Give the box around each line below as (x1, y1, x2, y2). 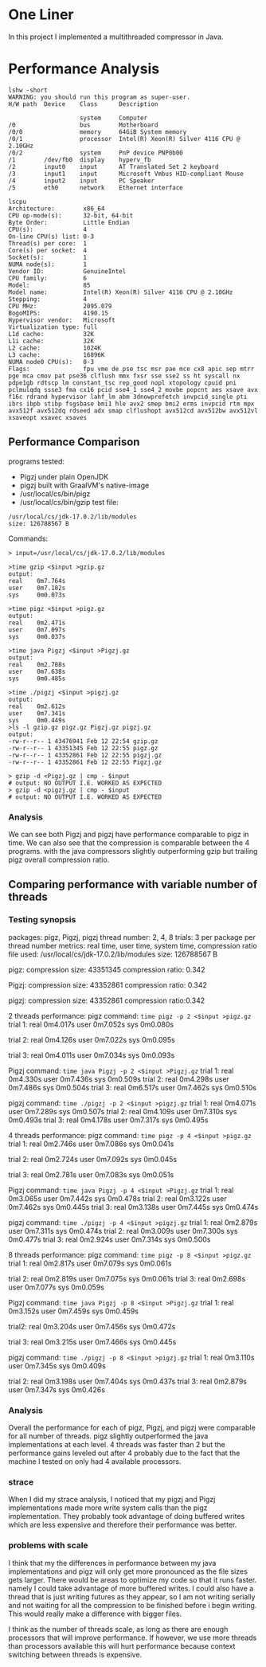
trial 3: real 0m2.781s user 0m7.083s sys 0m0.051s (8, 1169, 174, 1180)
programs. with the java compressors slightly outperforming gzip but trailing (8, 846, 258, 855)
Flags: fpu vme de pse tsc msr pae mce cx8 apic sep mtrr (8, 365, 255, 373)
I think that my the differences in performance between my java (8, 1558, 217, 1567)
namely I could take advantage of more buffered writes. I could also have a (8, 1583, 254, 1593)
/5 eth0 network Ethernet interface (8, 183, 183, 192)
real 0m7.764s (8, 577, 66, 585)
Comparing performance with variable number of (8, 878, 258, 891)
